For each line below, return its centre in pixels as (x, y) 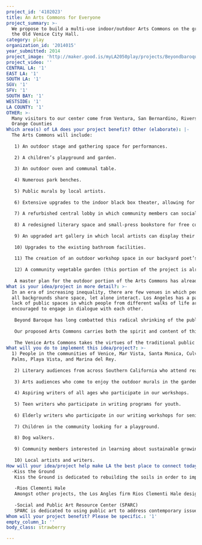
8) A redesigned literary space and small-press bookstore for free (102, 225)
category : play (25, 40)
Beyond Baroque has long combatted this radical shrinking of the (99, 320)
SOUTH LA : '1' (24, 79)
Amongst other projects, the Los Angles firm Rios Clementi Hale (98, 494)
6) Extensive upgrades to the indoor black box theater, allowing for (105, 203)
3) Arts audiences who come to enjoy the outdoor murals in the (96, 382)
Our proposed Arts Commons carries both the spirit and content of (100, 331)
